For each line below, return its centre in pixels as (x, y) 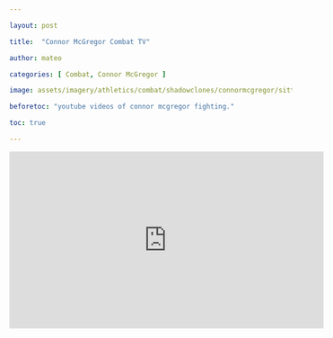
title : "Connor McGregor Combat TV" (80, 41)
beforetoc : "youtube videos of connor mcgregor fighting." (122, 107)
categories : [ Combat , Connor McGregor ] (88, 74)
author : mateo (36, 58)
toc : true (28, 123)
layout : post (34, 25)
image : (22, 91)
